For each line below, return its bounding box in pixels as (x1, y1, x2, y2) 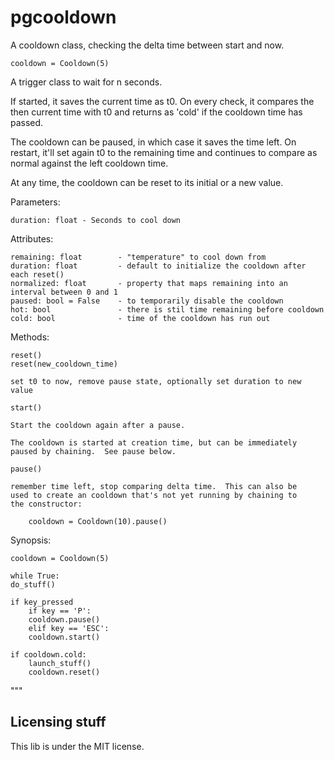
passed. (10, 116, 44, 128)
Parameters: (10, 196, 61, 208)
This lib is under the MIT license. (10, 740, 145, 752)
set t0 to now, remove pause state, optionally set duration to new (10, 376, 302, 386)
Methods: (10, 331, 50, 343)
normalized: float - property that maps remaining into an (10, 278, 288, 288)
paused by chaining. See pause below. (10, 446, 177, 456)
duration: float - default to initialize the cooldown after (10, 261, 307, 271)
